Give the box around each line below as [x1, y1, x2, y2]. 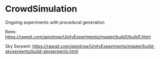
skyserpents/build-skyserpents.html [5, 48, 79, 54]
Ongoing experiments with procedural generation [5, 19, 105, 25]
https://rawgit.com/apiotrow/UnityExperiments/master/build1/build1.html [5, 34, 151, 40]
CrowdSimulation [5, 3, 78, 15]
